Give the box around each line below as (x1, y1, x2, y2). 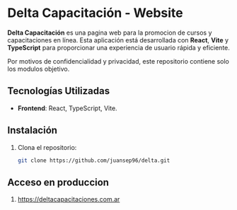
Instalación (7, 124, 58, 136)
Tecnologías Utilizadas (7, 85, 110, 97)
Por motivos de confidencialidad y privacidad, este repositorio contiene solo (7, 57, 230, 65)
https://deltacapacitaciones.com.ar (17, 195, 120, 204)
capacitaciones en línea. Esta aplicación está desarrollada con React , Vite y (7, 35, 229, 44)
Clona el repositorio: (17, 143, 77, 151)
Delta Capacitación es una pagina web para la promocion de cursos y (7, 28, 212, 37)
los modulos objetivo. (7, 64, 70, 73)
